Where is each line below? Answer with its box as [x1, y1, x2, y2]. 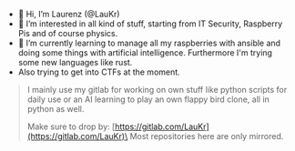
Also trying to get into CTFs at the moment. [17, 66, 180, 77]
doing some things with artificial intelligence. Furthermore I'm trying [17, 47, 273, 58]
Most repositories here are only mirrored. [129, 131, 284, 141]
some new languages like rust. [17, 57, 133, 67]
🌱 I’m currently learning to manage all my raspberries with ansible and [17, 37, 280, 48]
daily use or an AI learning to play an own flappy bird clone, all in [26, 94, 270, 105]
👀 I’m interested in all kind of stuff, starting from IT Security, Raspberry [17, 18, 283, 29]
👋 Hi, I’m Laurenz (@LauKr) [17, 9, 120, 19]
